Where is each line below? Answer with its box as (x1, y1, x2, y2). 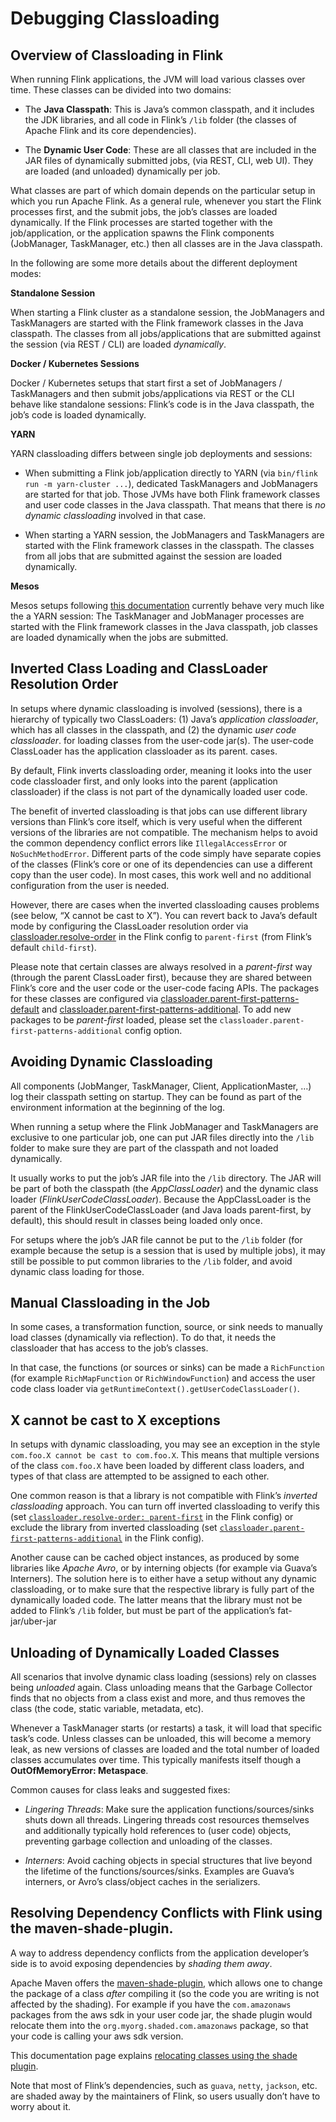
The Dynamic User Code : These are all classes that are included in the (24, 144, 317, 156)
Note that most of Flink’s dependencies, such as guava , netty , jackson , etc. (10, 2079, 318, 2091)
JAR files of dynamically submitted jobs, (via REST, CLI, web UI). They (24, 155, 314, 166)
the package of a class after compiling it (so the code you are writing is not (10, 1987, 320, 1999)
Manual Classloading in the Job (10, 1295, 211, 1312)
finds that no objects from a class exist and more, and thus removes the (10, 1692, 306, 1704)
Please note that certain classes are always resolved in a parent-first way (10, 960, 313, 972)
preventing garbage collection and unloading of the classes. (24, 1835, 273, 1847)
